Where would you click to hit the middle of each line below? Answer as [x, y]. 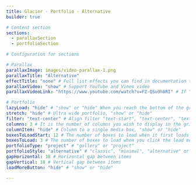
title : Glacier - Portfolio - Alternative [58, 11]
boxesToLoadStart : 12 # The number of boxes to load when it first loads [98, 135]
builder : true [23, 17]
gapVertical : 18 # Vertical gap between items [64, 162]
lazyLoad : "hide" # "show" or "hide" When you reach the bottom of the [95, 108]
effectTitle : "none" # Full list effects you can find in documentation [96, 81]
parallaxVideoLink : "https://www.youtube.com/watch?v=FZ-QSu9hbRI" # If [96, 92]
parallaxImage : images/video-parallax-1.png [61, 70]
